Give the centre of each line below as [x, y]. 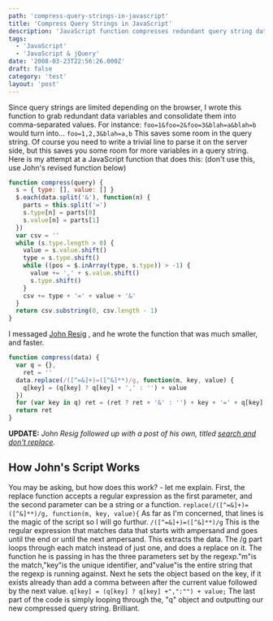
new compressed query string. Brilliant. [74, 608]
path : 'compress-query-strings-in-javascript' [89, 16]
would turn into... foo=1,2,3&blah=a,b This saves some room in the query [130, 133]
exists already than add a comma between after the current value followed [133, 582]
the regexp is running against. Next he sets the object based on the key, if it [135, 573]
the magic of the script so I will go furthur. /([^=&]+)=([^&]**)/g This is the [134, 522]
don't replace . [32, 442]
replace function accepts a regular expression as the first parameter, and [130, 496]
